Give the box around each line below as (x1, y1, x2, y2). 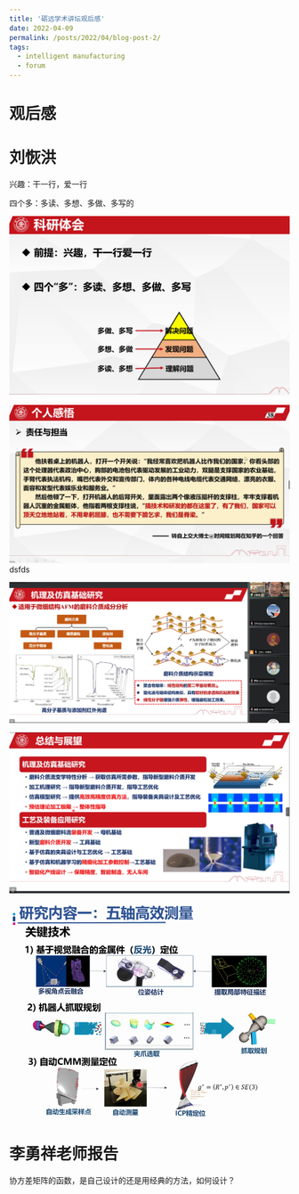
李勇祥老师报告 (9, 1144, 119, 1165)
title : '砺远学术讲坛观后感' (9, 14, 105, 23)
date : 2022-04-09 (9, 23, 74, 33)
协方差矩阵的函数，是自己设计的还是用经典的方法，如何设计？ (9, 1175, 236, 1186)
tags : (9, 43, 29, 52)
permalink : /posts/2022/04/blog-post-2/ (9, 33, 162, 42)
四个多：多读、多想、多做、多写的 (9, 198, 134, 209)
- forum (17, 61, 46, 70)
